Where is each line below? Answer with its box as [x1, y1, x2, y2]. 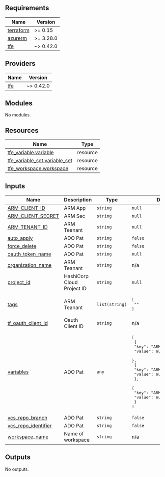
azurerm [7, 34, 27, 41]
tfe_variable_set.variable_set [7, 157, 73, 164]
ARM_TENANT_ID [7, 224, 48, 230]
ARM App [63, 205, 86, 212]
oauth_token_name [7, 251, 52, 257]
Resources [5, 126, 39, 135]
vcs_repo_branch [7, 415, 48, 421]
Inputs [5, 182, 26, 190]
